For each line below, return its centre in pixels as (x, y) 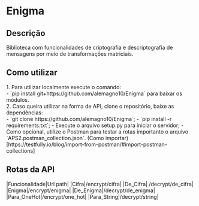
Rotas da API (31, 170)
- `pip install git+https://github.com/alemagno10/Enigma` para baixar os (94, 93)
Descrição (26, 33)
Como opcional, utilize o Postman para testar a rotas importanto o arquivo (97, 131)
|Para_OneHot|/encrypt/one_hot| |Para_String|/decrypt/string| (82, 196)
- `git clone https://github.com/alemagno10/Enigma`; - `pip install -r (89, 119)
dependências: (25, 113)
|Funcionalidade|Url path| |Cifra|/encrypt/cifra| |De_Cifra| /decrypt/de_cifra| (100, 184)
